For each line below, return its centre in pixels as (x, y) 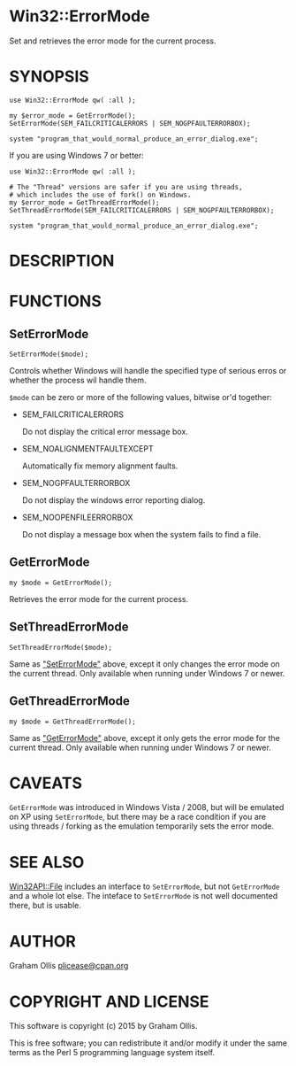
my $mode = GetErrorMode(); (61, 583)
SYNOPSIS (49, 77)
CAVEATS (46, 783)
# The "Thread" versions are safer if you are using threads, (126, 187)
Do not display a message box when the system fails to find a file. (141, 535)
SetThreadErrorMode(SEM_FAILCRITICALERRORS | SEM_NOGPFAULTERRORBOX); (142, 210)
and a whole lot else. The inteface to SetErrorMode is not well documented (144, 896)
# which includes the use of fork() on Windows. (100, 195)
